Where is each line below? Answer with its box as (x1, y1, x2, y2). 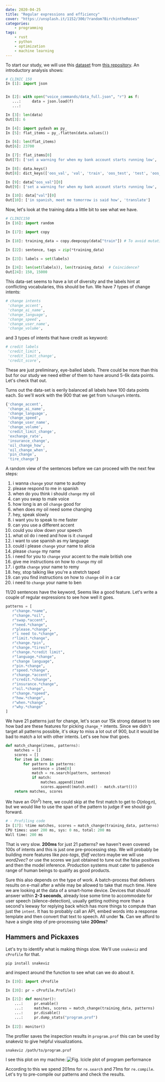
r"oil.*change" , (12, 686, 46, 691)
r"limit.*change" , (12, 636, 50, 641)
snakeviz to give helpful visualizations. (5, 1038, 83, 1044)
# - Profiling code (5, 819, 46, 824)
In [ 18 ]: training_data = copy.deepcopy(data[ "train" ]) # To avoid (5, 238, 146, 244)
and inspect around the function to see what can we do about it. (5, 969, 135, 975)
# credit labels (5, 344, 39, 349)
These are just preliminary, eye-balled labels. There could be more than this (5, 367, 158, 373)
